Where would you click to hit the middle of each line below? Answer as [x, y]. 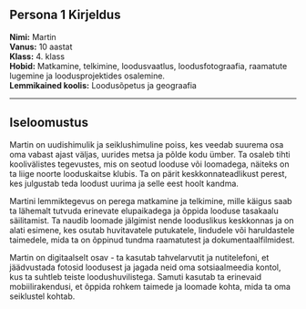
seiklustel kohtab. [42, 296]
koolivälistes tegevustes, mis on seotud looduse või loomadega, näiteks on [149, 164]
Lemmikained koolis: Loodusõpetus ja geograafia [103, 85]
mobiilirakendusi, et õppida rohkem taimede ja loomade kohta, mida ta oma [150, 286]
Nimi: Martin [33, 36]
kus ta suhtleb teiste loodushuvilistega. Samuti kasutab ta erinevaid [136, 276]
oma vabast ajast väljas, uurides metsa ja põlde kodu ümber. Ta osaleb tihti [150, 154]
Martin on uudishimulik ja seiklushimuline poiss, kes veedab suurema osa [147, 144]
